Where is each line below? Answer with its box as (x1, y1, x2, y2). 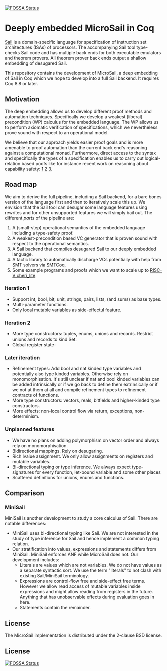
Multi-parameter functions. (12, 301, 68, 307)
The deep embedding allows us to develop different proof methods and (5, 108, 152, 114)
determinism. (12, 413, 40, 419)
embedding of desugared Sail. (5, 60, 67, 66)
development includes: (12, 557, 60, 563)
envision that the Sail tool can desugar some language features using (5, 204, 147, 210)
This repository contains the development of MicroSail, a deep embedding (5, 70, 158, 76)
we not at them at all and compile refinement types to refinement (12, 387, 146, 393)
